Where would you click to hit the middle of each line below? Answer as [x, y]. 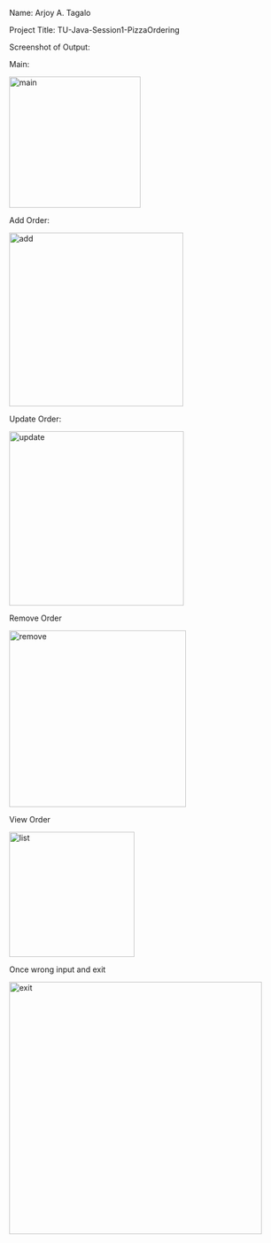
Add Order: [30, 220]
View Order [30, 819]
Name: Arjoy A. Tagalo [50, 13]
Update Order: [35, 419]
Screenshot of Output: [50, 47]
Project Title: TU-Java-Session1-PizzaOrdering [94, 30]
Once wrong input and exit [58, 969]
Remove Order [35, 618]
